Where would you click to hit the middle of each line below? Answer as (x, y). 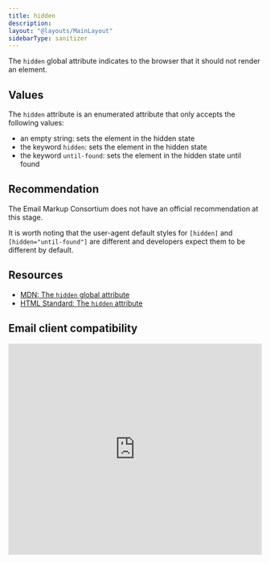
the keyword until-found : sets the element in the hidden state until (131, 156)
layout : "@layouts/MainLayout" (61, 31)
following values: (36, 123)
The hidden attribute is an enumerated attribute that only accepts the (122, 114)
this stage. (26, 217)
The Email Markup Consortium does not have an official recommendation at (133, 208)
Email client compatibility (73, 329)
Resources (36, 275)
